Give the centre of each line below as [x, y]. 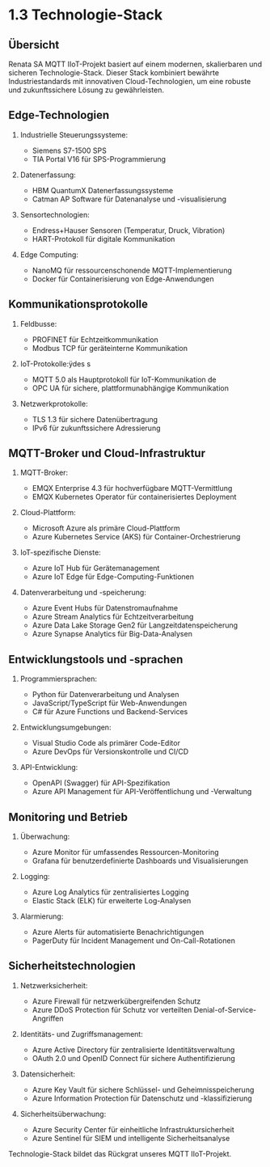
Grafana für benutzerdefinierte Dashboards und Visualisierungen [140, 861]
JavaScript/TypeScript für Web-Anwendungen [110, 703]
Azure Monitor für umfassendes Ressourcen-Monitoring [125, 852]
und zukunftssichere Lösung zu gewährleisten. [86, 90]
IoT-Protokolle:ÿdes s [55, 364]
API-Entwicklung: [49, 767]
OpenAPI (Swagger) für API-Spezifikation [101, 783]
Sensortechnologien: [55, 214]
